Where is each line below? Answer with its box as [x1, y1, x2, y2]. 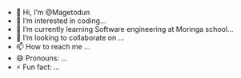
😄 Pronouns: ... [15, 53, 68, 63]
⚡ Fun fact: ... [15, 62, 60, 72]
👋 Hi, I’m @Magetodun [15, 8, 90, 17]
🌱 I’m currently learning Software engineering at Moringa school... [15, 25, 234, 33]
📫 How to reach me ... [15, 42, 90, 51]
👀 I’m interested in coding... [15, 16, 106, 25]
